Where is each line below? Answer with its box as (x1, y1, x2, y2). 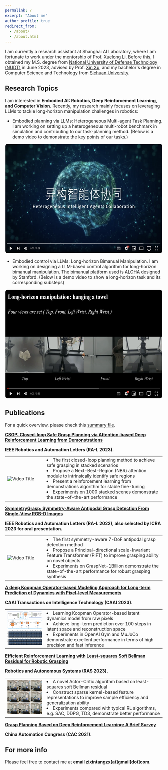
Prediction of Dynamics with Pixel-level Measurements (5, 590, 122, 596)
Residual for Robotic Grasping (5, 658, 69, 664)
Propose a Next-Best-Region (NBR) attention (53, 468, 147, 474)
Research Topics (5, 84, 58, 93)
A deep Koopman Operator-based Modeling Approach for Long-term (5, 585, 151, 591)
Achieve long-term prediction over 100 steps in (53, 620, 151, 627)
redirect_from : (5, 24, 37, 29)
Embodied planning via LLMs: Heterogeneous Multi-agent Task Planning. (12, 118, 163, 124)
